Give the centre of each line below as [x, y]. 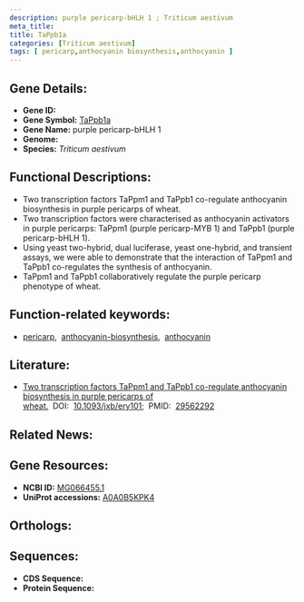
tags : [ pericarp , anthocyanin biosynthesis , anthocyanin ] [121, 52]
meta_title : [32, 26]
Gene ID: [39, 110]
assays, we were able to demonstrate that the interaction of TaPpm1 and [157, 257]
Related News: [51, 434]
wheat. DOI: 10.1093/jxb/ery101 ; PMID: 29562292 [118, 406]
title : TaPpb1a [38, 35]
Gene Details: [49, 89]
